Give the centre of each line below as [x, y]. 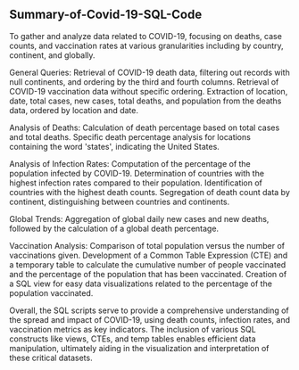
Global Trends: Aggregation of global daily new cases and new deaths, [139, 218]
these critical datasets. [51, 358]
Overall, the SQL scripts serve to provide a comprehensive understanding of [149, 310]
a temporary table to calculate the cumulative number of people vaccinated [148, 264]
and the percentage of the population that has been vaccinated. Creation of [148, 274]
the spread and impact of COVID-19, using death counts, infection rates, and [150, 319]
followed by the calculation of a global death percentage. [114, 228]
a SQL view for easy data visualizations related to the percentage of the [141, 284]
